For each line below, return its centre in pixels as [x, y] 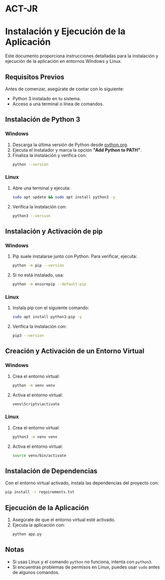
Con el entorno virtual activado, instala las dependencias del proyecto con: [82, 483]
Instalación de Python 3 [43, 119]
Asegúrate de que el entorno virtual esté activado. [64, 520]
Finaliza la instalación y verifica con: [50, 155]
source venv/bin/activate [39, 455]
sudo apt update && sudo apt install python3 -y [64, 197]
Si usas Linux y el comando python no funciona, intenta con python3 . [82, 562]
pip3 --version [28, 336]
